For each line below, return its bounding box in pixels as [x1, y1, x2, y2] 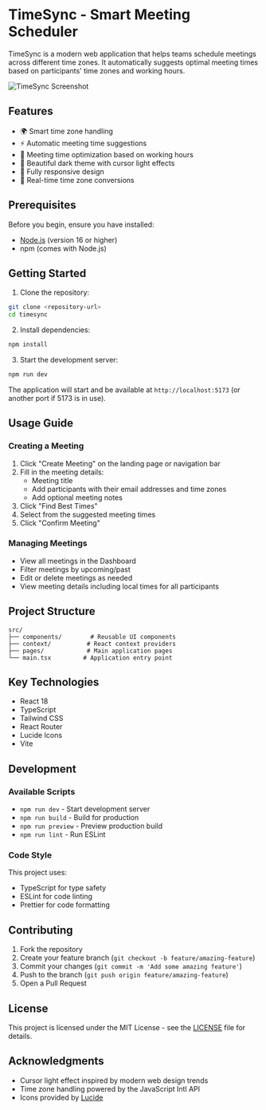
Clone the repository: [19, 287, 90, 297]
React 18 [19, 696, 49, 706]
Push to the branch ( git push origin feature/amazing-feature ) [19, 970, 229, 980]
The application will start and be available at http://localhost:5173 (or [8, 385, 241, 394]
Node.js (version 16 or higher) [19, 235, 118, 244]
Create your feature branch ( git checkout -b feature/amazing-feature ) [19, 953, 256, 963]
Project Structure [8, 605, 96, 618]
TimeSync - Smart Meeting [8, 6, 191, 24]
